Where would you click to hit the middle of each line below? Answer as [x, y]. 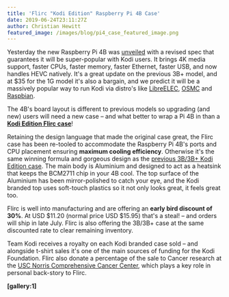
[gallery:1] [22, 286]
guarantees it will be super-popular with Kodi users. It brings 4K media [107, 60]
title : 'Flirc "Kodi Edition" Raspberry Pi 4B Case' [84, 13]
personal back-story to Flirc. [47, 273]
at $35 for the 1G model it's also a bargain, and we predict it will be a [104, 81]
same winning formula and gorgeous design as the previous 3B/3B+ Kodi [110, 159]
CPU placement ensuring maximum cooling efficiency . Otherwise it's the [111, 152]
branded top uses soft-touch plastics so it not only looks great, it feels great [114, 188]
